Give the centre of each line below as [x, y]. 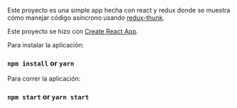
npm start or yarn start [48, 97]
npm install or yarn [41, 63]
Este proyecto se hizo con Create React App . [73, 31]
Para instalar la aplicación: [46, 45]
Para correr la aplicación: [44, 79]
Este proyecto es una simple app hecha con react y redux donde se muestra [119, 10]
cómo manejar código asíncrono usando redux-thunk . [86, 18]
